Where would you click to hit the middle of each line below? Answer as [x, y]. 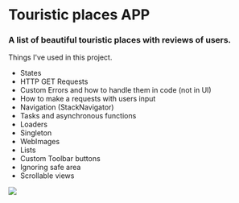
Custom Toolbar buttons [60, 159]
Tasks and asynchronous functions [78, 116]
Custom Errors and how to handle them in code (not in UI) [115, 90]
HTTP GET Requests [54, 81]
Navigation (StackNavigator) [67, 107]
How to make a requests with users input [88, 99]
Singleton [36, 133]
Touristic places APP [79, 15]
